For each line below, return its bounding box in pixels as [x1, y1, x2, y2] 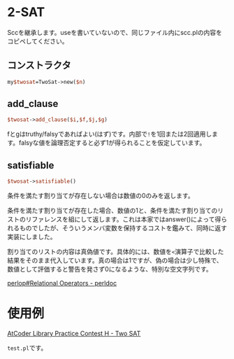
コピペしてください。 [7, 36, 68, 45]
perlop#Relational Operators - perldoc [7, 279, 117, 287]
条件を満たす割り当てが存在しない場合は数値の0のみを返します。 [7, 192, 194, 199]
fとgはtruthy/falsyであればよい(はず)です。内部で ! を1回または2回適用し [7, 130, 212, 139]
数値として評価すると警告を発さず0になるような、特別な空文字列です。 [7, 265, 213, 273]
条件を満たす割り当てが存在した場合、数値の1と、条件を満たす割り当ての [7, 206, 218, 214]
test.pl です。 [7, 344, 47, 352]
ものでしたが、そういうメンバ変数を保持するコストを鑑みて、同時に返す [19, 224, 228, 232]
